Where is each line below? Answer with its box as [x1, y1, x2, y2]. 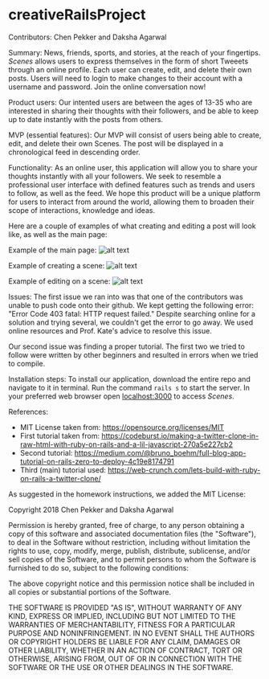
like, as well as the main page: [8, 229, 108, 239]
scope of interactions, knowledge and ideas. [8, 205, 155, 215]
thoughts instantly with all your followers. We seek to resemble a [8, 171, 222, 181]
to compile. [8, 358, 46, 368]
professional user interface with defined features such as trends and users [8, 179, 255, 190]
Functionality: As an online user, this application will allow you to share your [8, 162, 259, 172]
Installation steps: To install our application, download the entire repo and [8, 374, 251, 383]
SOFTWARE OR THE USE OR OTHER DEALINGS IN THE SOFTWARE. [8, 662, 234, 672]
